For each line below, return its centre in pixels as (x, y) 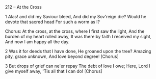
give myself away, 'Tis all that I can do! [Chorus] (54, 71)
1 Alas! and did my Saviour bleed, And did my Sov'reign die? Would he (76, 16)
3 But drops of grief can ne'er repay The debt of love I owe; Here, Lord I (78, 66)
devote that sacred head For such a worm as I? (52, 22)
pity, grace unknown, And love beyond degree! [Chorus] (62, 56)
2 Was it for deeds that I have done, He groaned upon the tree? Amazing (78, 51)
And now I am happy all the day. (37, 42)
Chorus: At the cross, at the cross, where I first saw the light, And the (75, 31)
